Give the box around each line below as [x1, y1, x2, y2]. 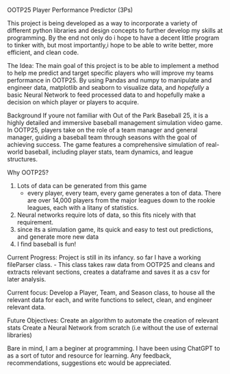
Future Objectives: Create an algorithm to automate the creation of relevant [7, 316, 219, 325]
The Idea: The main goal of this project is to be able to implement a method [7, 62, 219, 69]
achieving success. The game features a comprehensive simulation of [7, 141, 205, 148]
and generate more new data [16, 233, 99, 241]
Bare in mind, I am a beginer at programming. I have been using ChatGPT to [7, 344, 220, 352]
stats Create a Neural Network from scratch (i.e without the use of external [7, 324, 218, 331]
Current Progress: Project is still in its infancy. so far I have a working [7, 253, 201, 261]
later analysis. [7, 275, 47, 283]
